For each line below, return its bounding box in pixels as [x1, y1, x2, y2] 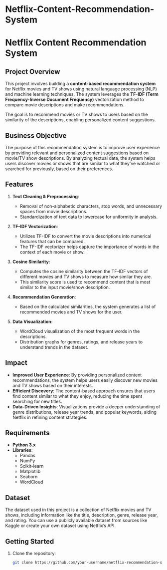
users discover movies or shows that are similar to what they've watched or [5, 161, 161, 166]
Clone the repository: [12, 551, 56, 557]
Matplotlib [19, 468, 41, 475]
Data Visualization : [12, 318, 53, 324]
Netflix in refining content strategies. [12, 414, 88, 420]
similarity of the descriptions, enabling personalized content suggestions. [5, 117, 156, 123]
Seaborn [19, 474, 38, 480]
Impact [5, 358, 27, 367]
